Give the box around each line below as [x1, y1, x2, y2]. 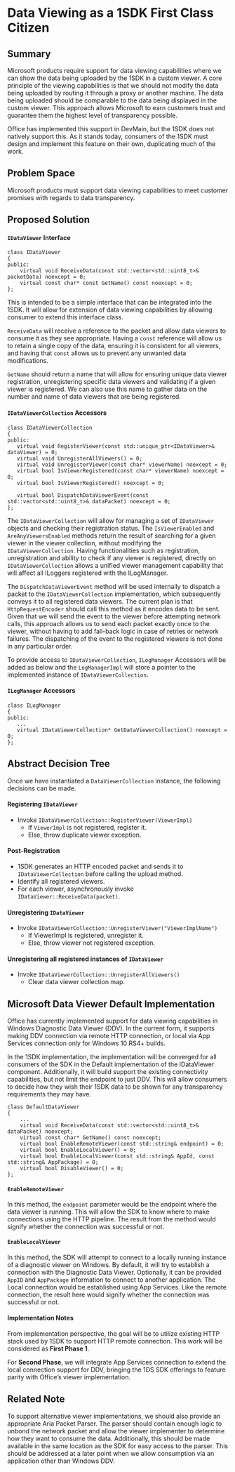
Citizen [7, 20, 50, 36]
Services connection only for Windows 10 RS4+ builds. [7, 1039, 166, 1047]
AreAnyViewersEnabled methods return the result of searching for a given [7, 531, 216, 540]
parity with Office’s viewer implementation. [7, 1372, 131, 1381]
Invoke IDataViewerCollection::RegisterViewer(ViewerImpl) [17, 816, 193, 824]
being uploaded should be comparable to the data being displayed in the [7, 96, 217, 105]
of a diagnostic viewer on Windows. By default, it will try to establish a [7, 1260, 210, 1268]
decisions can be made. [7, 784, 76, 793]
